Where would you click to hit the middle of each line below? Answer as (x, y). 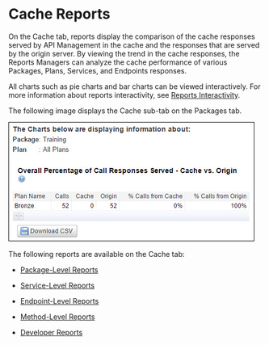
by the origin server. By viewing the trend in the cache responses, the (124, 53)
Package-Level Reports (59, 269)
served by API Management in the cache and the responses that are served (134, 44)
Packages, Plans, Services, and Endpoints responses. (98, 70)
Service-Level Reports (57, 285)
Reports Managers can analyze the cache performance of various (118, 62)
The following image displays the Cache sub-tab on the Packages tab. (125, 111)
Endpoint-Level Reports (59, 301)
